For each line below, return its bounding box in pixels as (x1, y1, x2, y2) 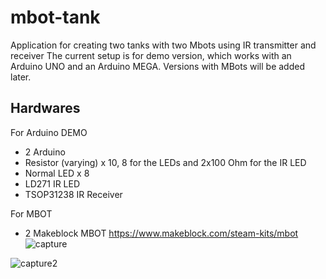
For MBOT (10, 207, 53, 220)
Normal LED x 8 (24, 167, 90, 179)
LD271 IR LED (24, 177, 81, 190)
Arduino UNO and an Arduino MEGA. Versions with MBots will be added (10, 60, 305, 72)
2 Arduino (24, 146, 66, 158)
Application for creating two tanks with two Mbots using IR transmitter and (10, 39, 317, 51)
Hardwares (10, 100, 81, 117)
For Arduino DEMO (10, 126, 88, 138)
